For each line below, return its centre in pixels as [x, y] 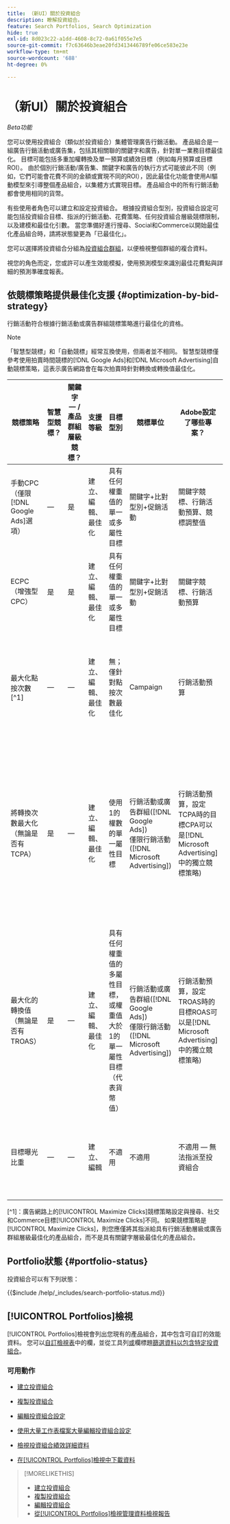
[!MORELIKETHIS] [49, 1474]
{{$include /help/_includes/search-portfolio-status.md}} [86, 1293]
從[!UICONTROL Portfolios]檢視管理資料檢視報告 [102, 1514]
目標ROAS [194, 1012]
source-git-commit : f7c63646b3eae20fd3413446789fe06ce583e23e [98, 45]
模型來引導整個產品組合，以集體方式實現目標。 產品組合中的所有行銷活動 [116, 184]
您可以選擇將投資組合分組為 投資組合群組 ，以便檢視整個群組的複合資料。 [109, 248]
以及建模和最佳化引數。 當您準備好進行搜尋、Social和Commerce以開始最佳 [113, 225]
